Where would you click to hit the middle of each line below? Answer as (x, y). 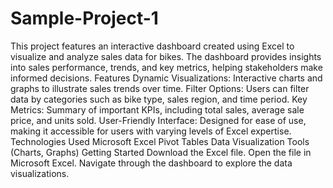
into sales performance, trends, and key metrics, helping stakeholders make (166, 67)
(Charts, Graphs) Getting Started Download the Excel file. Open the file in (161, 152)
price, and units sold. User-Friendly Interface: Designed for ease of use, (158, 120)
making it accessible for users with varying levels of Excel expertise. (151, 131)
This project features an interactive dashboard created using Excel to (152, 46)
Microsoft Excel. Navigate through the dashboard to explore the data (151, 163)
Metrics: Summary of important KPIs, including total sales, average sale (157, 109)
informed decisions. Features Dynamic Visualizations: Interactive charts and (166, 78)
